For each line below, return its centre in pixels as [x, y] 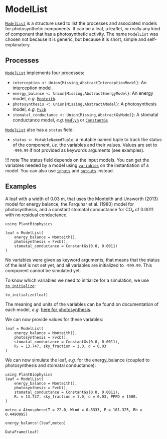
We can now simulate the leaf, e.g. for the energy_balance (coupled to [77, 360]
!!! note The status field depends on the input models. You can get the [77, 160]
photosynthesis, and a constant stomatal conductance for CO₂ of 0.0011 [79, 209]
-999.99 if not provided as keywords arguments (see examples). [78, 150]
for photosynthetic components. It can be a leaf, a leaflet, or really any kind [83, 28]
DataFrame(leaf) [22, 432]
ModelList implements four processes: [45, 73]
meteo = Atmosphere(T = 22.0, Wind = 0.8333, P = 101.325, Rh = [74, 410]
